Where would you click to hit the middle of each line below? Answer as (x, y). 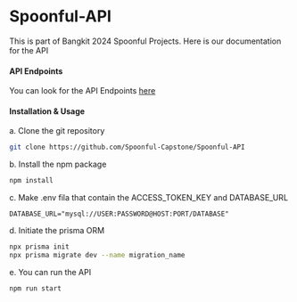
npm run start (36, 288)
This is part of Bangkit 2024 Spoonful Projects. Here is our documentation (145, 41)
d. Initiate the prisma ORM (57, 231)
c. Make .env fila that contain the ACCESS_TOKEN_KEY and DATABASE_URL (148, 198)
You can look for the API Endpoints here (82, 91)
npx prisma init (39, 247)
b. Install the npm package (58, 164)
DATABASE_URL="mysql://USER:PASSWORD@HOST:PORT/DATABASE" (119, 214)
